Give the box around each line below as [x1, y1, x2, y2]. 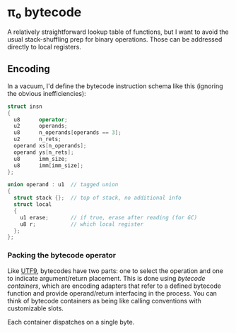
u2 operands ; [13, 123, 69, 130]
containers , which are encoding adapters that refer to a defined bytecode [7, 281, 221, 290]
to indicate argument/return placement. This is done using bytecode [7, 274, 206, 282]
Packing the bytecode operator [7, 250, 117, 260]
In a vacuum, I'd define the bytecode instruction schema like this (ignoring [7, 82, 224, 90]
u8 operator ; [13, 116, 69, 123]
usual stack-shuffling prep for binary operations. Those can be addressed [7, 35, 223, 43]
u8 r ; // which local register [20, 220, 143, 228]
